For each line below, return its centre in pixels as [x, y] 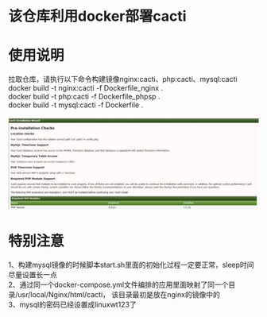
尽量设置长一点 [33, 274]
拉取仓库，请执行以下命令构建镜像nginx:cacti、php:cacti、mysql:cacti [123, 79]
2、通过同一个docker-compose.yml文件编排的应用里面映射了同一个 [118, 284]
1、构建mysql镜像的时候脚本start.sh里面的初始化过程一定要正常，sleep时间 [131, 265]
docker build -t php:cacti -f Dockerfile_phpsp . [84, 97]
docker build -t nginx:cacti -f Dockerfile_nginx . [86, 88]
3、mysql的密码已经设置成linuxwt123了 [72, 304]
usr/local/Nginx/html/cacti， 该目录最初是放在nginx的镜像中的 [119, 294]
